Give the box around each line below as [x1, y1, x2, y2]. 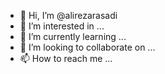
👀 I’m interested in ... [19, 20, 105, 32]
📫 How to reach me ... [19, 53, 113, 64]
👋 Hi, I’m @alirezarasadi [19, 10, 118, 21]
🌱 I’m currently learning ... [19, 31, 127, 42]
